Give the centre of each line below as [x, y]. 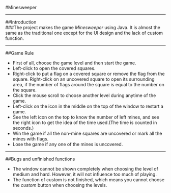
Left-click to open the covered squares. [54, 68]
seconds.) [23, 128]
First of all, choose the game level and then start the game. [74, 63]
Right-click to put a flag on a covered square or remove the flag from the [89, 74]
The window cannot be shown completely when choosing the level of [85, 169]
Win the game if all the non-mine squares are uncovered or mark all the [87, 133]
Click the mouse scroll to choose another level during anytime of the [84, 95]
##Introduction [21, 22]
